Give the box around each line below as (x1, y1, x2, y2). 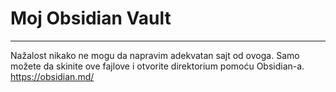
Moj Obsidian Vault (10, 7, 172, 30)
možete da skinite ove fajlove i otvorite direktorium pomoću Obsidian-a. (10, 60, 305, 72)
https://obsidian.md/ (10, 70, 95, 82)
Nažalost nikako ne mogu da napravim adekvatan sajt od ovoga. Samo (10, 49, 300, 61)
